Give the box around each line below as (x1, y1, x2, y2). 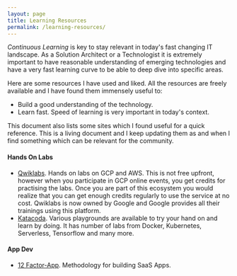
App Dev (7, 245, 34, 253)
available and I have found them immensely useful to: (7, 86, 163, 96)
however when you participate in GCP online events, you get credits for (17, 176, 226, 185)
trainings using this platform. (17, 206, 101, 214)
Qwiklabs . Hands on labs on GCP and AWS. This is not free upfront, (17, 168, 214, 177)
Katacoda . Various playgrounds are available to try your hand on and (17, 214, 218, 222)
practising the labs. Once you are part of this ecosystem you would (17, 183, 214, 192)
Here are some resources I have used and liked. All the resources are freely (7, 79, 227, 88)
